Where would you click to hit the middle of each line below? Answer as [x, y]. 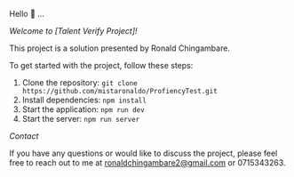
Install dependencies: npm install [84, 100]
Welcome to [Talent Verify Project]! [73, 31]
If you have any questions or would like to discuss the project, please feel [143, 153]
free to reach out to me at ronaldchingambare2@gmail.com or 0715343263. [147, 163]
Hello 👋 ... [27, 14]
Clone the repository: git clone [79, 83]
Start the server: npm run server [81, 119]
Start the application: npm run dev [83, 109]
